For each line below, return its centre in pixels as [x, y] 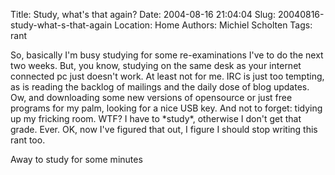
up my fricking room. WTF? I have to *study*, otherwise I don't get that [156, 118]
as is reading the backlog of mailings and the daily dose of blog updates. [160, 87]
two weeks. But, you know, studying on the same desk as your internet [156, 65]
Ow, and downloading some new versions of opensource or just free [151, 97]
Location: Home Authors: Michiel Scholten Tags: [213, 25]
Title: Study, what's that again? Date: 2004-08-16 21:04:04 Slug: [143, 14]
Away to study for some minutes [76, 159]
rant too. [28, 140]
